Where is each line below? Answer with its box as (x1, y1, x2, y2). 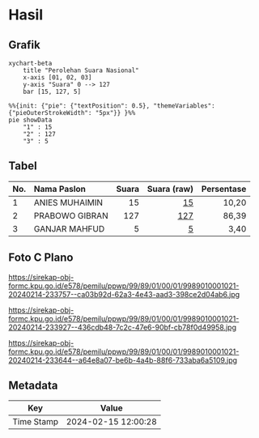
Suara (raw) (146, 183, 194, 194)
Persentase (201, 183, 247, 194)
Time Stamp (12, 416, 59, 427)
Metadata (8, 379, 58, 393)
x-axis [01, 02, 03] (23, 74, 92, 82)
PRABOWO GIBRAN (33, 210, 108, 221)
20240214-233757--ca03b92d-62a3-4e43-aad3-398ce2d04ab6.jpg (8, 289, 240, 299)
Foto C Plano (8, 251, 74, 265)
